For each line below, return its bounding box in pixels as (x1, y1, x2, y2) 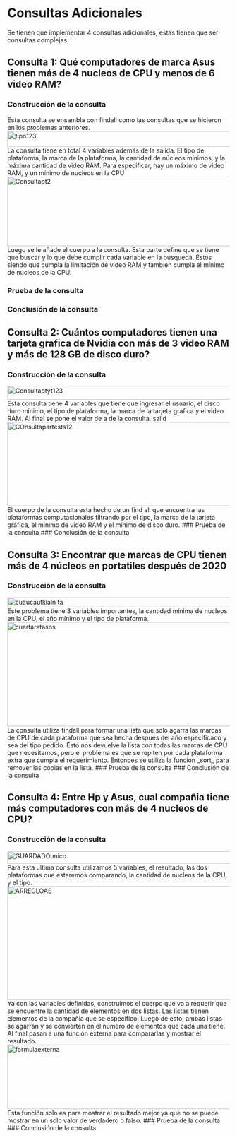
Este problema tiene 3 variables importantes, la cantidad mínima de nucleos (7, 606, 228, 615)
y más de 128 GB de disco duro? (7, 348, 150, 360)
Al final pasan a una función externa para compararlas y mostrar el (7, 1029, 202, 1038)
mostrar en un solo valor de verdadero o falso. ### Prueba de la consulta (7, 1116, 221, 1125)
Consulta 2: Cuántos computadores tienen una (7, 326, 217, 338)
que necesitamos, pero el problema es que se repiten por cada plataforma (7, 748, 224, 757)
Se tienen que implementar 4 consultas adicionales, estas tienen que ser (7, 28, 219, 37)
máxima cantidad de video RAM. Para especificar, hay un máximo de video (7, 161, 225, 170)
